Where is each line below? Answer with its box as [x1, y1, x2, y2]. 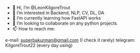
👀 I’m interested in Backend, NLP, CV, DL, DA [12, 10, 105, 16]
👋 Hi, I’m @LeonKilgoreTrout [12, 5, 71, 10]
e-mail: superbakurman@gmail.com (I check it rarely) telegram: [5, 37, 136, 43]
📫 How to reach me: [12, 26, 55, 31]
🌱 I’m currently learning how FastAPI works [12, 15, 101, 21]
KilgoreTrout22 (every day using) [5, 42, 73, 48]
